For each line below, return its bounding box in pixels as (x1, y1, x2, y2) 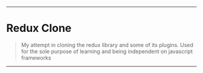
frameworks (21, 54, 51, 61)
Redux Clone (6, 22, 72, 35)
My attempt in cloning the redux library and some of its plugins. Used (21, 41, 193, 48)
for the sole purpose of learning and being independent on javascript (21, 48, 193, 55)
